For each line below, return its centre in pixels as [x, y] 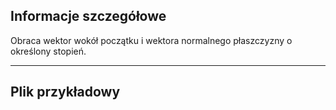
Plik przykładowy [65, 92]
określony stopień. [48, 51]
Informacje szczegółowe [88, 16]
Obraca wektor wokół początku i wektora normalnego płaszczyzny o [151, 40]
